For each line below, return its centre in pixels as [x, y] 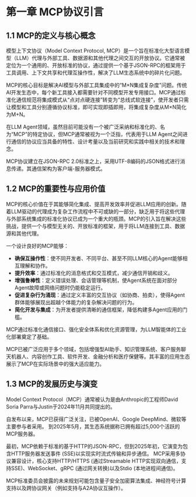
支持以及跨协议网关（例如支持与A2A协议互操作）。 [66, 488]
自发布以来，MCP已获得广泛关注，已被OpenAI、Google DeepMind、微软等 [96, 419]
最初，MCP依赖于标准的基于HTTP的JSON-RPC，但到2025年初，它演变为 [94, 446]
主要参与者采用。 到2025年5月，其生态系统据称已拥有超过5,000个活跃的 [93, 426]
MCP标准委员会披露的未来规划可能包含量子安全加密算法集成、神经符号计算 [96, 481]
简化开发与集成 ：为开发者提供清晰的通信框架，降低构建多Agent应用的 [98, 309]
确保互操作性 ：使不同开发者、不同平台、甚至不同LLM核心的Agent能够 [98, 258]
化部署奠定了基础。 [29, 336]
